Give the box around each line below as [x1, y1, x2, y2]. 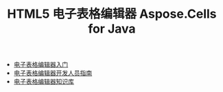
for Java [88, 21, 136, 37]
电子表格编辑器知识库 [13, 78, 74, 86]
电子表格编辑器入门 [13, 61, 69, 69]
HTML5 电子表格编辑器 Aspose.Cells [6, 6, 218, 22]
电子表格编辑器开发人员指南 [13, 69, 93, 77]
